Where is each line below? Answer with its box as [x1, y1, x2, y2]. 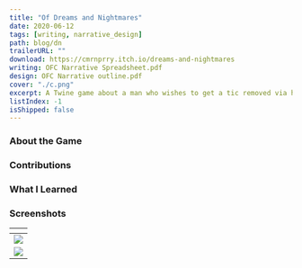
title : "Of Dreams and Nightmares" [9, 13, 143, 22]
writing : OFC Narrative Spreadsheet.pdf [9, 64, 164, 73]
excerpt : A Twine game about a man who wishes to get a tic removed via [9, 88, 288, 97]
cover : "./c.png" [9, 80, 75, 89]
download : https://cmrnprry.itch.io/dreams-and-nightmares [9, 55, 235, 64]
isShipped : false [9, 105, 75, 114]
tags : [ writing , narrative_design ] [9, 30, 143, 39]
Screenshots [9, 207, 67, 219]
